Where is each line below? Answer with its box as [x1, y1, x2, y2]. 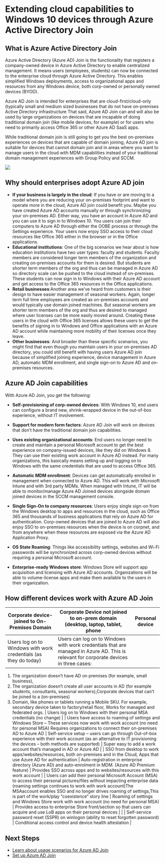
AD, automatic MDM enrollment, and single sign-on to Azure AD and [12, 359, 150, 365]
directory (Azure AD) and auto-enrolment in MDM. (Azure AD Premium [12, 762, 155, 768]
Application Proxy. [12, 534, 49, 540]
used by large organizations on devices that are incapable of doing [5, 114, 140, 119]
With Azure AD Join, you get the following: [5, 392, 91, 398]
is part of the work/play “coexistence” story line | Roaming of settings [12, 793, 153, 799]
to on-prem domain [69, 615, 117, 622]
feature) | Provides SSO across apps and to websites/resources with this [12, 767, 159, 773]
